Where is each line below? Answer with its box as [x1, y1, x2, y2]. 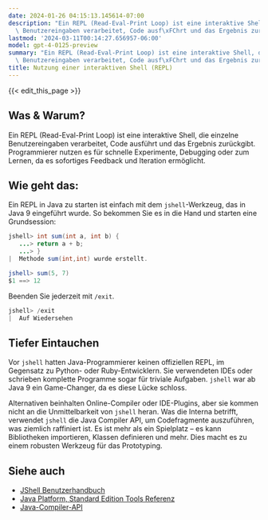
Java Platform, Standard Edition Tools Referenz [19, 494, 175, 503]
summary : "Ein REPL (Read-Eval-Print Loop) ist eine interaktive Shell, [8, 49, 255, 57]
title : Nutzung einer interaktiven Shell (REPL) [8, 64, 173, 72]
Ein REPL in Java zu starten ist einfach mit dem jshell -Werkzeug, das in [8, 200, 246, 210]
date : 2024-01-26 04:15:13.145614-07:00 [8, 11, 145, 20]
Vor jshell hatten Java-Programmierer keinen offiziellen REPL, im [8, 358, 225, 367]
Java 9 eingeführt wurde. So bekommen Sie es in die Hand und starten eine [8, 209, 258, 218]
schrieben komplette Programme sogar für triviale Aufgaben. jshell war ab [8, 374, 256, 384]
